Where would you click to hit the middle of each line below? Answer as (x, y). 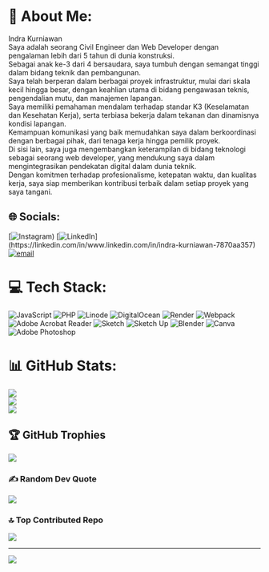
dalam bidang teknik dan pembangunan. (75, 72)
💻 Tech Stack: (58, 287)
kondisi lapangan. (37, 123)
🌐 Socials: (34, 217)
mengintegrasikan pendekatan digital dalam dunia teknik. (102, 166)
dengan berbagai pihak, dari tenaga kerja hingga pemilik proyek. (114, 140)
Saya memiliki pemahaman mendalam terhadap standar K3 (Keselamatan (129, 107)
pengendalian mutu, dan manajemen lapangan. (86, 98)
